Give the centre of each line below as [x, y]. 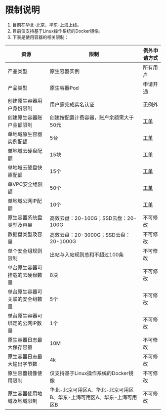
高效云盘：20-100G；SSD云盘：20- [93, 218]
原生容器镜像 [23, 373]
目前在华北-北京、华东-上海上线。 [47, 25]
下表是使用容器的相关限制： [41, 37]
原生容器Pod [64, 88]
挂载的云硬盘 [23, 275]
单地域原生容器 [25, 134]
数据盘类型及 [23, 234]
